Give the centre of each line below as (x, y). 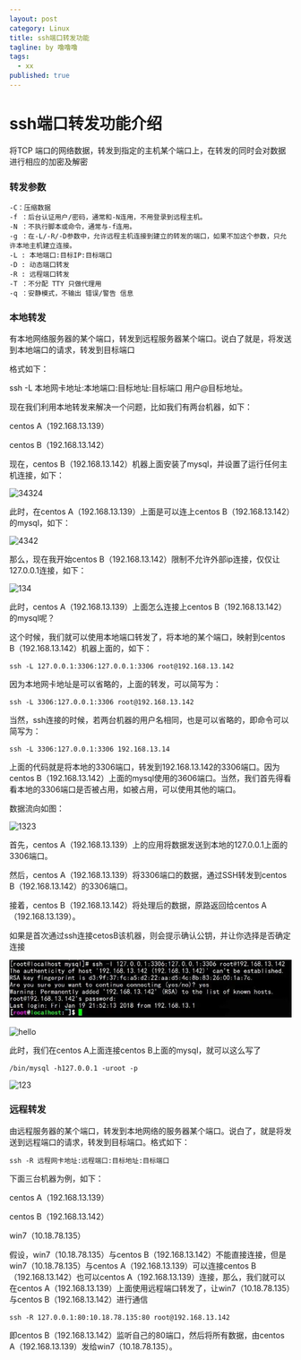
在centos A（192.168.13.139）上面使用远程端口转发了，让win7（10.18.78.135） (150, 1288)
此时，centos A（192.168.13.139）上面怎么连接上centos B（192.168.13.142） (148, 607)
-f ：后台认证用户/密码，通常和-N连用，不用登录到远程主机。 (108, 218)
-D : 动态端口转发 (39, 265)
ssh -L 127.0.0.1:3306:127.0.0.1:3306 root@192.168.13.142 (122, 667)
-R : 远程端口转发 (39, 275)
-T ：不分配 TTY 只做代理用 (56, 284)
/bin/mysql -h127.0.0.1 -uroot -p (74, 1068)
